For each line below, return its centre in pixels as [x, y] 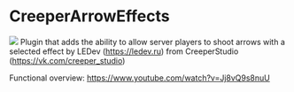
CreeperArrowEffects [89, 16]
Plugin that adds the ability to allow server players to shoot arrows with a [153, 42]
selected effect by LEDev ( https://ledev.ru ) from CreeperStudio [124, 51]
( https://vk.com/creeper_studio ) [67, 60]
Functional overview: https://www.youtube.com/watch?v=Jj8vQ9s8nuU [139, 78]
